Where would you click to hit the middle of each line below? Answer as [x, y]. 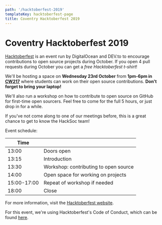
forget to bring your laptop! [33, 87]
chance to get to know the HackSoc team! [47, 121]
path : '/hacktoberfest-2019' [35, 10]
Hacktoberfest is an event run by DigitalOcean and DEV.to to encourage [77, 56]
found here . [17, 218]
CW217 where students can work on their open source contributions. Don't [81, 82]
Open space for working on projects [85, 175]
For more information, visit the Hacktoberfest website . [59, 203]
